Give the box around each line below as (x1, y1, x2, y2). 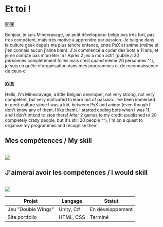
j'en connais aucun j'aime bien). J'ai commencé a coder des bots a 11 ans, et (5, 47, 159, 53)
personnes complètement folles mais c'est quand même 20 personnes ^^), (5, 57, 155, 64)
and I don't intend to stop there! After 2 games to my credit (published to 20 (5, 112, 157, 118)
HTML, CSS (58, 214, 85, 221)
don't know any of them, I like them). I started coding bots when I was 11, (5, 107, 151, 113)
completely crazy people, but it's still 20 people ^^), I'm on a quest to (5, 117, 143, 123)
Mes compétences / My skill (5, 136, 92, 145)
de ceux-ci (5, 68, 27, 74)
